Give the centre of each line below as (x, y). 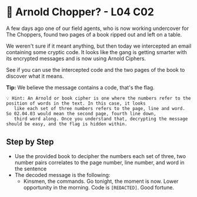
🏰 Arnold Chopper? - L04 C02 (80, 12)
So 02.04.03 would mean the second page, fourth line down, (81, 113)
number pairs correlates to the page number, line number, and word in (99, 162)
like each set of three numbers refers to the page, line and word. (99, 108)
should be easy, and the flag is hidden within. (67, 124)
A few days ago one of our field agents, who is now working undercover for (98, 28)
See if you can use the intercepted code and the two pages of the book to (96, 69)
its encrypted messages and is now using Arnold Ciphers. (76, 58)
